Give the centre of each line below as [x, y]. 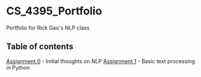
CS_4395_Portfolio [54, 11]
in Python [18, 67]
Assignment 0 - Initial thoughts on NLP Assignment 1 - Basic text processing [101, 61]
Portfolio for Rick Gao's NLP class [48, 28]
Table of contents [40, 47]
